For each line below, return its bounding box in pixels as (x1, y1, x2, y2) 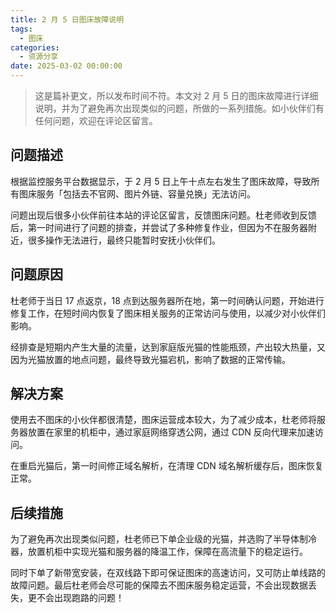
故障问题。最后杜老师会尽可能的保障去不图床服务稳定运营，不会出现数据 (10, 579, 308, 591)
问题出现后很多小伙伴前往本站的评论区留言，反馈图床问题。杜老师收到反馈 (10, 209, 317, 221)
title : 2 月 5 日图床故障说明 (10, 14, 125, 25)
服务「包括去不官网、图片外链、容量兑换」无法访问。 (36, 187, 256, 200)
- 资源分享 (19, 52, 59, 62)
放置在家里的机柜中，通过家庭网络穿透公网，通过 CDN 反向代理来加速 (27, 426, 315, 438)
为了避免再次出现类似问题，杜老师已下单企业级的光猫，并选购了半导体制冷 (10, 533, 317, 545)
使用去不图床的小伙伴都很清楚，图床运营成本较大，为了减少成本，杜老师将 (10, 414, 317, 426)
